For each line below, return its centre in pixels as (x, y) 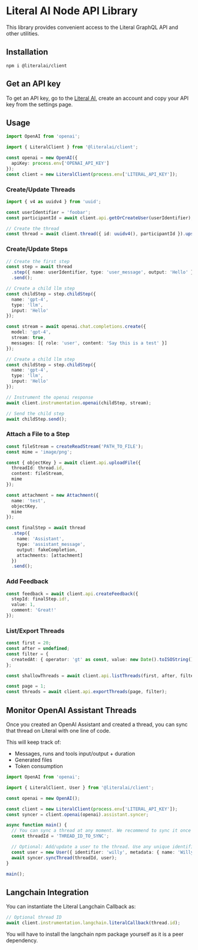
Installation (27, 52)
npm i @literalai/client (37, 66)
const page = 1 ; (26, 687)
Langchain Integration (47, 892)
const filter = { (27, 654)
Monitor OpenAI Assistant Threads (71, 710)
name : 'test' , (29, 500)
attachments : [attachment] (50, 555)
